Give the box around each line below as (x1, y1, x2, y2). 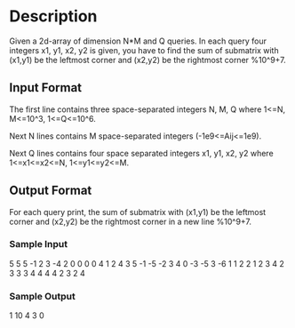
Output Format (9, 183, 92, 198)
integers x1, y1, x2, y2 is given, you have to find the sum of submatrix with (9, 44, 279, 55)
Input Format (9, 80, 83, 95)
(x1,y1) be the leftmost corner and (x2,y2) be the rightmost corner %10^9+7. (9, 54, 286, 65)
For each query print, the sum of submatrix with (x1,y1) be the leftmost (9, 206, 267, 217)
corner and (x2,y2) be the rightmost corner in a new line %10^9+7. (9, 216, 251, 227)
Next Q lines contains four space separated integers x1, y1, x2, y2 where (9, 148, 274, 158)
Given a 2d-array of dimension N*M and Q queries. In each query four (9, 36, 267, 46)
